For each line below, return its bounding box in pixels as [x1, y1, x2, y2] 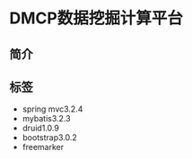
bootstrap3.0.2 [22, 132, 78, 143]
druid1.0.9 [22, 122, 60, 134]
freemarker [22, 142, 65, 153]
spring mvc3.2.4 [22, 104, 83, 114]
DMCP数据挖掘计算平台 [9, 8, 184, 29]
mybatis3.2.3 [22, 113, 71, 124]
